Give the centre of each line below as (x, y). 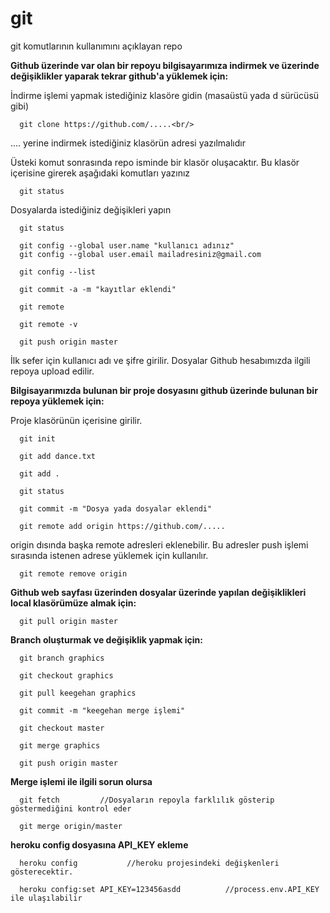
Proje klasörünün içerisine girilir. (76, 420)
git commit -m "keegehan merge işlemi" (102, 710)
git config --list (58, 272)
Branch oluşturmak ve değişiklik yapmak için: (106, 639)
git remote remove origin (73, 573)
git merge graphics (60, 745)
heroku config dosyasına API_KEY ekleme (99, 844)
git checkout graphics (66, 675)
